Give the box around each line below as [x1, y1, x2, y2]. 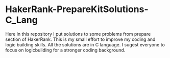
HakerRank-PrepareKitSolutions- [5, 4, 149, 15]
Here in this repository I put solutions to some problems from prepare [5, 31, 151, 37]
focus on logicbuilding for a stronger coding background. [5, 47, 126, 53]
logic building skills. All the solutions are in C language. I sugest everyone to [5, 41, 165, 47]
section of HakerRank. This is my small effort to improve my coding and [5, 36, 156, 42]
